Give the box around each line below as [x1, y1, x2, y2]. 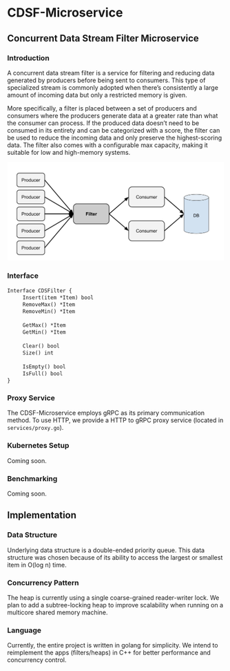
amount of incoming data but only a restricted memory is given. [7, 91, 187, 99]
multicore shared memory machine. [7, 608, 108, 616]
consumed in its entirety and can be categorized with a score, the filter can [7, 126, 220, 134]
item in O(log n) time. [7, 560, 67, 569]
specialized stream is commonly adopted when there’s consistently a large [7, 83, 219, 91]
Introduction [7, 53, 50, 63]
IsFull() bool [22, 370, 63, 377]
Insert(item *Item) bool [22, 294, 94, 301]
